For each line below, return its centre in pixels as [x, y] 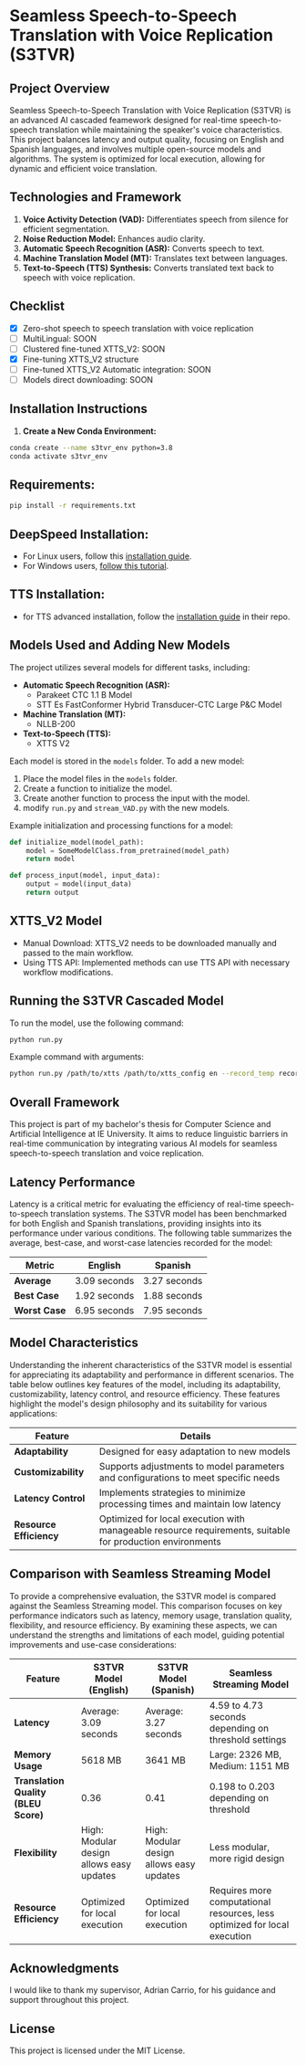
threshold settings [248, 1739]
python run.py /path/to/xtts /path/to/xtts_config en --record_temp [142, 1074]
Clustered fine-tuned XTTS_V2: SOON [94, 349]
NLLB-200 [56, 723]
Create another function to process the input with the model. [136, 798]
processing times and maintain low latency [190, 1503]
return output [52, 893]
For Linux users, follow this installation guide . [107, 556]
